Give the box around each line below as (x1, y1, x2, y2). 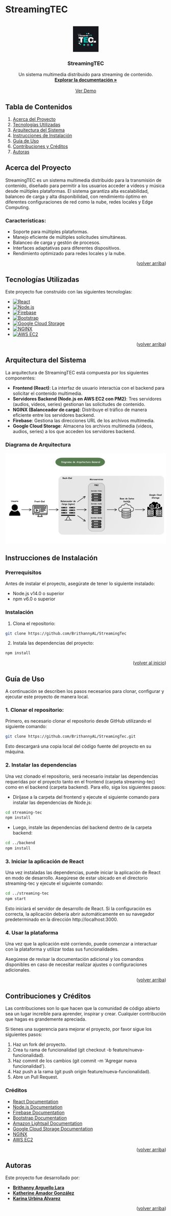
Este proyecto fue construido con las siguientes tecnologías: (5, 288, 133, 295)
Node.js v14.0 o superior (12, 591, 65, 597)
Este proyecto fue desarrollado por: (5, 1175, 80, 1181)
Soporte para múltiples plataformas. (12, 229, 88, 235)
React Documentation (12, 1098, 59, 1105)
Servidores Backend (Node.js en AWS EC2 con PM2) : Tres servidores (12, 395, 162, 402)
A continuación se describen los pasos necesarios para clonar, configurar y (5, 688, 164, 694)
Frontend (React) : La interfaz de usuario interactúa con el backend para (12, 385, 165, 391)
